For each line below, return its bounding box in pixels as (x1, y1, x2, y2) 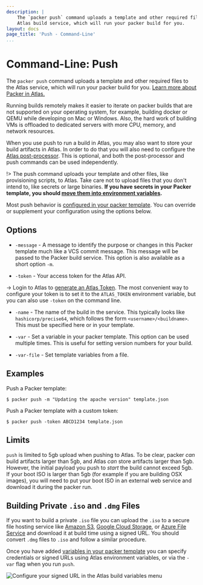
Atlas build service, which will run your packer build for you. (17, 20, 185, 26)
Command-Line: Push (6, 57, 118, 71)
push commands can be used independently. (6, 158, 119, 166)
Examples (6, 369, 44, 379)
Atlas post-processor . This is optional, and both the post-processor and (6, 152, 184, 160)
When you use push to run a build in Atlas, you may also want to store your (6, 140, 193, 147)
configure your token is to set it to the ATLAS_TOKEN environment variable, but (6, 290, 196, 297)
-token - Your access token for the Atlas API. (14, 272, 126, 279)
